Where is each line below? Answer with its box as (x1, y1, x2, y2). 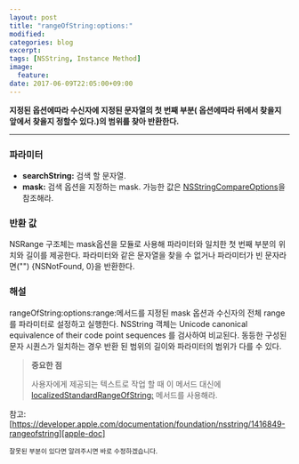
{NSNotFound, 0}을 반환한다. (31, 261, 135, 272)
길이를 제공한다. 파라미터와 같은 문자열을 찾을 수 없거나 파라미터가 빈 (25, 250, 263, 260)
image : (9, 63, 34, 72)
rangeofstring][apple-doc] (9, 428, 106, 438)
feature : (17, 71, 50, 80)
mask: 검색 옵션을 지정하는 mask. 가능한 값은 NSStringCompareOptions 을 (21, 181, 287, 192)
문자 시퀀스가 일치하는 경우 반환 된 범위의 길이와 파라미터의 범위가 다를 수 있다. (9, 340, 282, 351)
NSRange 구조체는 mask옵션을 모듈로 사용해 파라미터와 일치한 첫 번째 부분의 (9, 239, 277, 250)
